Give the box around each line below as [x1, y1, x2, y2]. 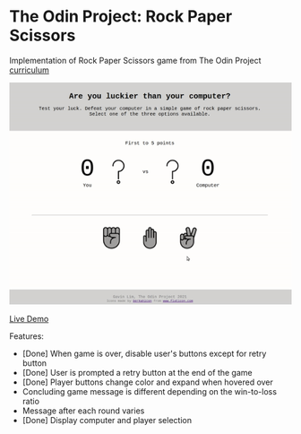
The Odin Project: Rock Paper [9, 6, 233, 27]
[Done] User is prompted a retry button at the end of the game [21, 368, 253, 378]
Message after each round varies [21, 405, 145, 416]
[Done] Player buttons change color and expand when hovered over [21, 377, 273, 387]
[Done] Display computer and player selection [21, 415, 193, 426]
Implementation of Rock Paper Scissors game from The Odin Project [9, 55, 262, 65]
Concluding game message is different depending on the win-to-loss [21, 386, 278, 397]
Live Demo [9, 314, 49, 325]
